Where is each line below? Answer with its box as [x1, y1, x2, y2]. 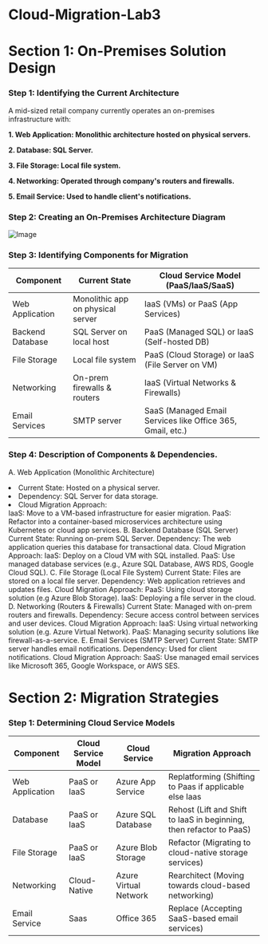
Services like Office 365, [144, 415, 238, 426]
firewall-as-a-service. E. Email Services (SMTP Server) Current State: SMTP [8, 635, 258, 645]
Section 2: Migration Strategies [8, 689, 219, 707]
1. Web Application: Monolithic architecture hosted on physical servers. [8, 129, 251, 139]
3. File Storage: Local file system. [8, 160, 121, 170]
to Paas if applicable [167, 781, 245, 792]
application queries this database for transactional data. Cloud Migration [8, 542, 246, 551]
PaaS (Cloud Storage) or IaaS [144, 350, 254, 361]
